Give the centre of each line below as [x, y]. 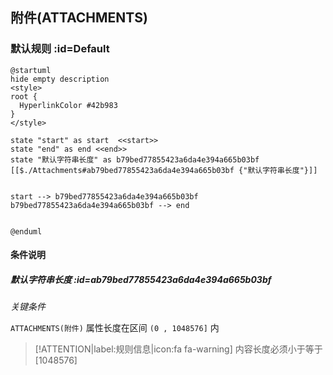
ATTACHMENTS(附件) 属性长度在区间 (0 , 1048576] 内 [115, 328]
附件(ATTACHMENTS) [79, 18]
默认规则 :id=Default [60, 49]
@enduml [26, 231]
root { [24, 96]
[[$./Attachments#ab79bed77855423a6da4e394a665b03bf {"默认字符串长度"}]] [164, 170]
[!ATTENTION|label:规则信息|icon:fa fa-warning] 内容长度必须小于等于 [178, 349]
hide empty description [60, 79]
